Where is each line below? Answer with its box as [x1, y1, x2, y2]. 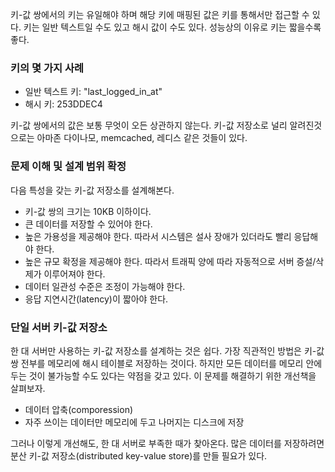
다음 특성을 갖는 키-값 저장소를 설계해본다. [10, 184, 175, 196]
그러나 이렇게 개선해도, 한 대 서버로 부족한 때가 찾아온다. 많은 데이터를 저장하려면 [10, 437, 325, 449]
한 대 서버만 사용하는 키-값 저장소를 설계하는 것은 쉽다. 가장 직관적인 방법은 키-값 [10, 344, 325, 357]
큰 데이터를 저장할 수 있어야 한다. [24, 218, 153, 230]
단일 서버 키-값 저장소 [10, 320, 108, 334]
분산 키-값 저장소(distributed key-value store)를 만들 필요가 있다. [10, 449, 268, 462]
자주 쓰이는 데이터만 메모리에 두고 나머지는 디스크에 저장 [24, 416, 245, 428]
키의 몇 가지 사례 [10, 61, 84, 75]
